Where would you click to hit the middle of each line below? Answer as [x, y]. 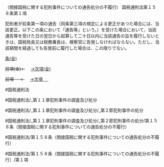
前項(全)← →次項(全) [28, 69]
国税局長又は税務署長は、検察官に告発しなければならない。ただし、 [86, 42]
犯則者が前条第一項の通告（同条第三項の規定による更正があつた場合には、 [80, 24]
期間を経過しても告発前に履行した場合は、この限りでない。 [69, 48]
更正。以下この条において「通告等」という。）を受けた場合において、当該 [83, 30]
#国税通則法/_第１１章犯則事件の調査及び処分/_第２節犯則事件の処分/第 [77, 121]
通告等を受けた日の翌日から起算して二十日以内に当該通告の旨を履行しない [80, 36]
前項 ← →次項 [24, 79]
